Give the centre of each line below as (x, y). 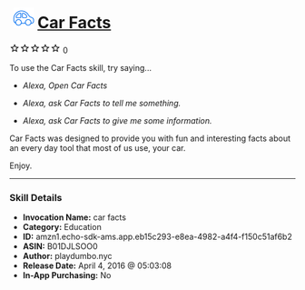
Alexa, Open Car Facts (65, 85)
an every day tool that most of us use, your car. (98, 147)
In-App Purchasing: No (67, 275)
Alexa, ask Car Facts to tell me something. (102, 103)
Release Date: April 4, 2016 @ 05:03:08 (97, 265)
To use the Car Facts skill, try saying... (81, 67)
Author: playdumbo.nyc (67, 256)
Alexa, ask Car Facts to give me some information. (117, 120)
